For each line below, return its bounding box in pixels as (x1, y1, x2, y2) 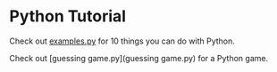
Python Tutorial (9, 6, 127, 27)
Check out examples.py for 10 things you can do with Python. (9, 36, 235, 46)
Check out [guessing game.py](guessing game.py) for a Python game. (9, 52, 269, 63)
